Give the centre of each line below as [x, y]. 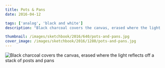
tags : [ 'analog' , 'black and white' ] [44, 23]
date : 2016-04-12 [23, 14]
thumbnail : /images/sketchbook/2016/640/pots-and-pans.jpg [67, 37]
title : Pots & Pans [25, 10]
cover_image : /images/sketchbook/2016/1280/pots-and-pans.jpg [71, 41]
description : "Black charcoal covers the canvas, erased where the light [83, 28]
